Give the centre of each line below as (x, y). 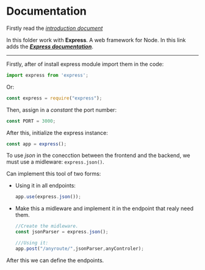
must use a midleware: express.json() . (56, 162)
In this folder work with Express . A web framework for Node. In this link (96, 40)
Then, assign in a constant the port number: (62, 110)
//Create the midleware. (47, 226)
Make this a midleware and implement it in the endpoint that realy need (104, 208)
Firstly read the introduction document (55, 28)
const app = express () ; (37, 144)
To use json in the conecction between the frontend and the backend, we (98, 155)
